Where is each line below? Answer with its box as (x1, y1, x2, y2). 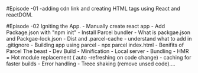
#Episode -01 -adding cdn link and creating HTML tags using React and (6, 5, 180, 12)
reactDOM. (6, 11, 33, 18)
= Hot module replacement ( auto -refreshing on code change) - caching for (6, 54, 191, 61)
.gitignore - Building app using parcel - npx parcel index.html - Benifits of (6, 41, 184, 48)
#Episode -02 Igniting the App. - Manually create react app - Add (6, 23, 165, 29)
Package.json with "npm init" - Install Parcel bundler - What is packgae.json (6, 29, 191, 36)
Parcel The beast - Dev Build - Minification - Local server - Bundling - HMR (6, 48, 189, 55)
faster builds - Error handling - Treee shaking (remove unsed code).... (6, 60, 176, 67)
